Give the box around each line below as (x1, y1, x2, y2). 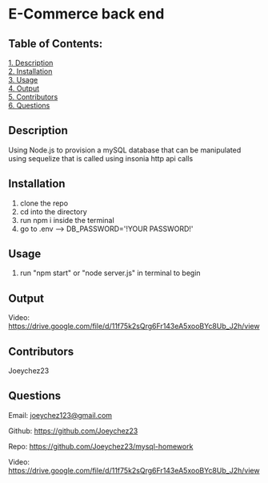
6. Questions (8, 101, 50, 110)
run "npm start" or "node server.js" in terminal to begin (19, 268, 202, 278)
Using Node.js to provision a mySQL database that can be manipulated (8, 145, 242, 155)
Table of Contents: (8, 37, 103, 51)
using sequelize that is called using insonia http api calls (8, 153, 194, 163)
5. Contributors (8, 92, 58, 101)
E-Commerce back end (8, 5, 165, 23)
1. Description (8, 58, 54, 67)
